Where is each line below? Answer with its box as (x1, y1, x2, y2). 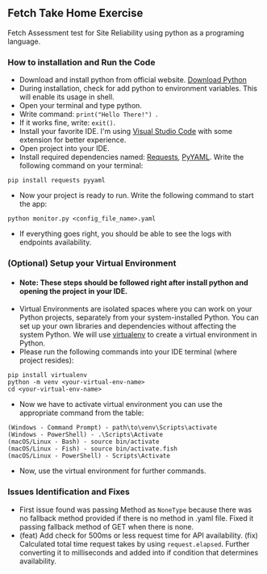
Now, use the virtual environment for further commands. (19, 466, 207, 476)
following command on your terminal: (19, 161, 144, 170)
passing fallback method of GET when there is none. (19, 522, 194, 531)
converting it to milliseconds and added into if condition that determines (19, 547, 259, 557)
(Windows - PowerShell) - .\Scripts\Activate (7, 431, 163, 439)
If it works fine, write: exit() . (19, 118, 116, 128)
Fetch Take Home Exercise (7, 6, 144, 20)
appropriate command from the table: (19, 408, 144, 418)
